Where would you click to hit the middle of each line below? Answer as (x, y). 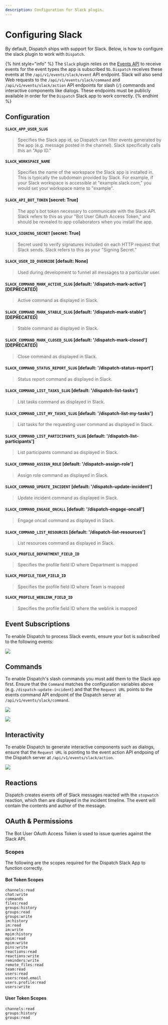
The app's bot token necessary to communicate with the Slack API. (87, 211)
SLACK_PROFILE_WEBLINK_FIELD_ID (39, 598)
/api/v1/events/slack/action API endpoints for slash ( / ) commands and (80, 85)
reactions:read (21, 952)
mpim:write (17, 943)
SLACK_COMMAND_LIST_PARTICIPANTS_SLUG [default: (55, 436)
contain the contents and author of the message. (56, 806)
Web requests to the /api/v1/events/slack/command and (63, 80)
